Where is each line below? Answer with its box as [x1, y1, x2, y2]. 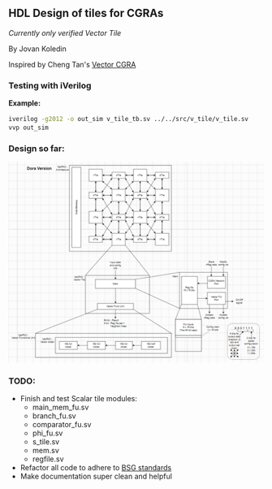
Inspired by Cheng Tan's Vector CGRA [8, 59, 136, 69]
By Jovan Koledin [8, 44, 67, 54]
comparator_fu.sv [32, 420, 92, 430]
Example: [8, 98, 41, 108]
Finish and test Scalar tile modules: [19, 394, 138, 404]
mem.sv [32, 446, 59, 456]
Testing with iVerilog [8, 80, 92, 91]
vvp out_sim [8, 123, 49, 132]
